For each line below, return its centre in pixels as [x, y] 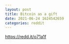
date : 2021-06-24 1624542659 [34, 18]
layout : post [18, 9]
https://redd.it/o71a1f [26, 37]
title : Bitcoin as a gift [31, 14]
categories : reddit [25, 23]
